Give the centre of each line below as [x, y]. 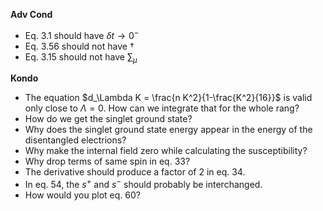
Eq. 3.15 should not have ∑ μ [81, 57]
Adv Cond [31, 14]
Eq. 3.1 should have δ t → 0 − [82, 34]
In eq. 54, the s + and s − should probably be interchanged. [143, 184]
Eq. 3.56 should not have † [79, 46]
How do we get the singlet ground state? [108, 119]
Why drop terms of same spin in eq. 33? [107, 161]
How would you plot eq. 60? [82, 195]
